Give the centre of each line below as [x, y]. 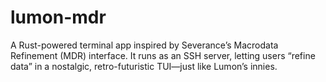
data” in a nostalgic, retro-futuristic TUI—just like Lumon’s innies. [144, 66]
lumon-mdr [58, 17]
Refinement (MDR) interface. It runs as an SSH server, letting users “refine [163, 55]
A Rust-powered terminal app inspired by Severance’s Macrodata [144, 45]
